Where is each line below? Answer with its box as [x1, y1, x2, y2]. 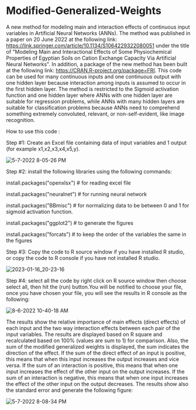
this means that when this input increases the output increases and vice [6, 355, 180, 363]
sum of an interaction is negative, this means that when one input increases [6, 374, 188, 381]
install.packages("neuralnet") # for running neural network [6, 190, 147, 197]
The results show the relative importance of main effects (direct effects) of [6, 318, 186, 325]
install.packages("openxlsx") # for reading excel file [6, 179, 132, 186]
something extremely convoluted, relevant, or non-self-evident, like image [6, 110, 185, 117]
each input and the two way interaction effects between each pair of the [6, 324, 180, 331]
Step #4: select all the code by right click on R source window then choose [6, 277, 187, 284]
